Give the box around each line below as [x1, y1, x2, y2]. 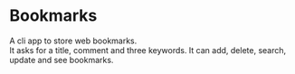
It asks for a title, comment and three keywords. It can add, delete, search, [9, 44, 287, 55]
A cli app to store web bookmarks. [9, 35, 138, 46]
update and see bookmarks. [9, 54, 114, 65]
